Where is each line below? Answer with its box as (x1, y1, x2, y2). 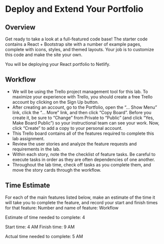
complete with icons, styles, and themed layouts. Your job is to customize (5, 47, 154, 52)
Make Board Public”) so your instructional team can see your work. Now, (12, 120, 160, 126)
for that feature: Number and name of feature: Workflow (5, 205, 119, 211)
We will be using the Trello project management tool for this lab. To (12, 89, 148, 94)
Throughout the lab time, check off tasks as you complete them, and (12, 161, 151, 168)
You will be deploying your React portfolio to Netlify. (5, 61, 111, 67)
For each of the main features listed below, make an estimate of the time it (5, 194, 155, 200)
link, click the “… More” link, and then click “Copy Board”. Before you (12, 109, 152, 115)
